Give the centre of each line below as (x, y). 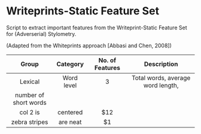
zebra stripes (30, 122)
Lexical (30, 81)
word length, (161, 85)
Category (70, 64)
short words (30, 102)
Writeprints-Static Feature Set (83, 11)
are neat (70, 122)
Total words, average (161, 78)
